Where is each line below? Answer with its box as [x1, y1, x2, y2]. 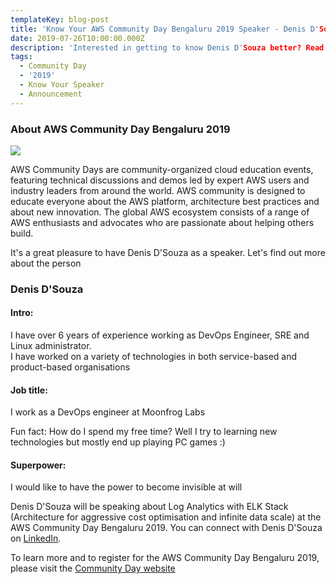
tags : [10, 52, 33, 62]
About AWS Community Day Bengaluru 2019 [10, 122, 231, 136]
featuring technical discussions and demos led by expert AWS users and [10, 174, 310, 186]
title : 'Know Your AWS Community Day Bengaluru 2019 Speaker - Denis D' [10, 24, 320, 34]
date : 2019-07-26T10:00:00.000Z [10, 33, 145, 43]
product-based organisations [10, 361, 131, 373]
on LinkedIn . [10, 532, 62, 545]
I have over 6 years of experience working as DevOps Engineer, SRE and [10, 329, 310, 341]
